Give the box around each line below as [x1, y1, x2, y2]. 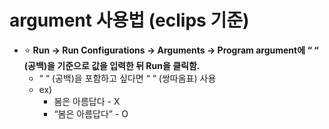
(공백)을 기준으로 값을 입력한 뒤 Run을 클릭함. [23, 59, 201, 71]
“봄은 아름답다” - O [53, 107, 129, 120]
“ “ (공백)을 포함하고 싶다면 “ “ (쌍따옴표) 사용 [38, 72, 217, 84]
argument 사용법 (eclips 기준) [9, 9, 250, 32]
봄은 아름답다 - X [53, 95, 121, 107]
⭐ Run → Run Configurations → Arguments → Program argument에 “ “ [23, 44, 319, 56]
